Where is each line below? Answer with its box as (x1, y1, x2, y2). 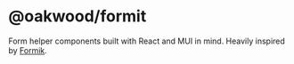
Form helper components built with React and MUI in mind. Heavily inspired (8, 36, 286, 46)
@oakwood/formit (8, 6, 147, 27)
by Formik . (8, 44, 48, 55)
